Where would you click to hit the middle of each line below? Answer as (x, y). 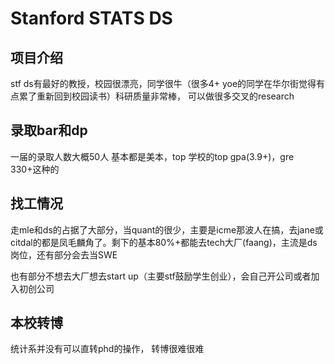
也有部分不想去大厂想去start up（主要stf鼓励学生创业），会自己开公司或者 (161, 276)
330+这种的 (35, 169)
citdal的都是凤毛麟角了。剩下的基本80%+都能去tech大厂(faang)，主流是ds (164, 242)
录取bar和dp (49, 130)
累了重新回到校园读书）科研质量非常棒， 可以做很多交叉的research (156, 96)
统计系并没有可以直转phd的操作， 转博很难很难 (107, 349)
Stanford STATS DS (91, 18)
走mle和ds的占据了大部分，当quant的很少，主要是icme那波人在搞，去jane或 (167, 229)
